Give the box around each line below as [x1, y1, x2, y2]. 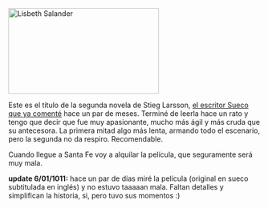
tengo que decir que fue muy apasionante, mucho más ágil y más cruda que [8, 118, 261, 126]
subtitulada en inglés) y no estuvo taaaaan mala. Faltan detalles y [8, 182, 225, 191]
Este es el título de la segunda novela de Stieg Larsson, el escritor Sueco [8, 100, 249, 110]
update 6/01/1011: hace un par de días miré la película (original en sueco [8, 174, 249, 183]
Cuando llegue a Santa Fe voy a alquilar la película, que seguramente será [8, 150, 253, 159]
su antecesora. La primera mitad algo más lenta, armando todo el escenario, [8, 126, 261, 135]
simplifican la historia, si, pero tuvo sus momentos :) [8, 191, 181, 200]
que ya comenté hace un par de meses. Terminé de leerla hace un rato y [8, 109, 249, 118]
